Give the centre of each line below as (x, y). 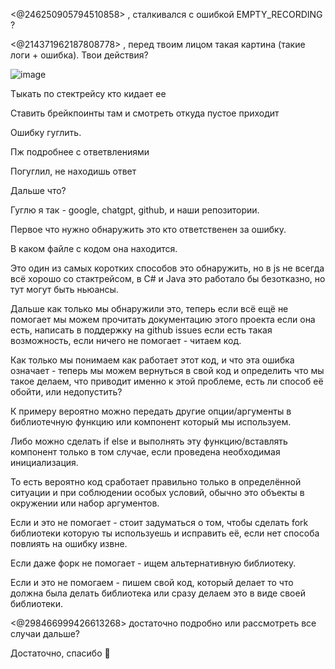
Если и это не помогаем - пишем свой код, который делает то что (152, 582)
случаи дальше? (45, 633)
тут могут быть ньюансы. (64, 289)
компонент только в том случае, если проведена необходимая (145, 452)
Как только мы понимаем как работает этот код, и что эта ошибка (152, 360)
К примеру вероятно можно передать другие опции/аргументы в (151, 411)
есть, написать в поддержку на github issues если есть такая (141, 330)
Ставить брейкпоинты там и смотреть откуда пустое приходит (145, 113)
